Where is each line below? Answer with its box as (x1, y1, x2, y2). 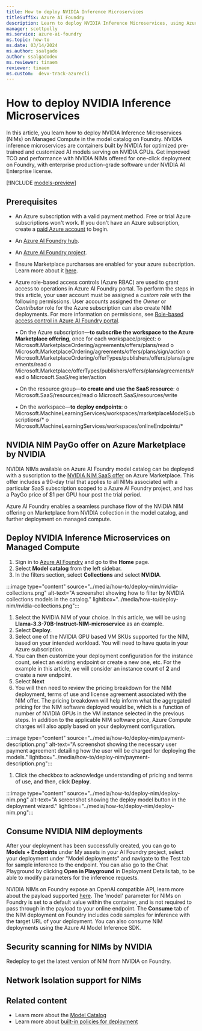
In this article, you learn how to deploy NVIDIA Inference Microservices (6, 129, 182, 136)
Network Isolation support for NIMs (6, 975, 142, 985)
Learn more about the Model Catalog (14, 1012, 107, 1019)
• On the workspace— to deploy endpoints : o (14, 403, 128, 410)
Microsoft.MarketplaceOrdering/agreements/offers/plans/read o (14, 342, 174, 348)
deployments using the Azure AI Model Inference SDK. (6, 924, 141, 932)
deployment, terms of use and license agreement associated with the (14, 691, 187, 698)
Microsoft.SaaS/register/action (30, 374, 106, 380)
